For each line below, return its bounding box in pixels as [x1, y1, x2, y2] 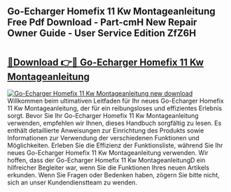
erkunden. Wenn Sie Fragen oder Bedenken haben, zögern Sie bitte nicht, [7, 171, 220, 179]
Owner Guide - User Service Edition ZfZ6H [7, 27, 197, 39]
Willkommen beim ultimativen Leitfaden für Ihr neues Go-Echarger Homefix [7, 97, 224, 105]
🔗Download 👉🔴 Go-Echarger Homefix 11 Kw [7, 56, 204, 68]
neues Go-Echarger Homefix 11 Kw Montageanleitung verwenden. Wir [7, 149, 209, 156]
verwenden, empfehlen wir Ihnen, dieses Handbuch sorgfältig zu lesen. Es [7, 119, 222, 127]
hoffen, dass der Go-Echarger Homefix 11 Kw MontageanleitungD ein [7, 156, 206, 164]
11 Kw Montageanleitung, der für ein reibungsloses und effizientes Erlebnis [7, 104, 223, 112]
